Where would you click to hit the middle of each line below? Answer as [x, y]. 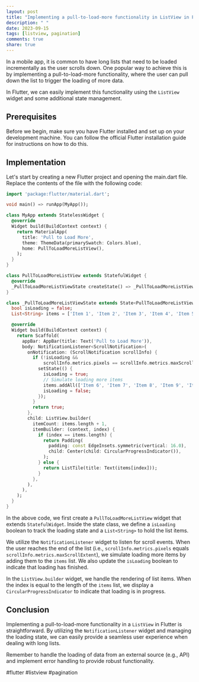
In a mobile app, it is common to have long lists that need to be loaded [92, 61]
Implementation [36, 163]
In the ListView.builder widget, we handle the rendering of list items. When [99, 578]
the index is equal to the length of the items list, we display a [80, 585]
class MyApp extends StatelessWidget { [55, 215]
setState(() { [55, 369]
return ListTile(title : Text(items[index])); [101, 468]
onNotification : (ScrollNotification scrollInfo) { [93, 352]
